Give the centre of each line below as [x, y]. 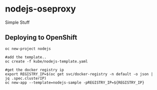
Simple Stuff [17, 22]
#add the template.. [26, 57]
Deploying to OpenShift [41, 37]
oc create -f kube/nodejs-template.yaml [47, 61]
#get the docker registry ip [35, 70]
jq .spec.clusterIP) [26, 78]
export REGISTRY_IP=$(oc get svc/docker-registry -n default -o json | [79, 74]
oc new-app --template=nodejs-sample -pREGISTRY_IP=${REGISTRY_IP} [75, 82]
